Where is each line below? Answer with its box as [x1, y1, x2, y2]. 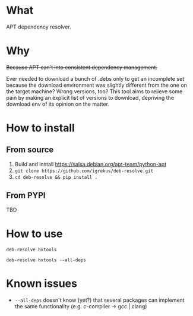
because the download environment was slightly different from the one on [6, 81, 187, 89]
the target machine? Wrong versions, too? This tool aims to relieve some [6, 87, 183, 95]
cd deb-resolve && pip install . [14, 174, 98, 180]
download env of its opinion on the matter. [6, 100, 110, 108]
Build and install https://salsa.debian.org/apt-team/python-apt [14, 160, 167, 168]
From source [6, 145, 54, 155]
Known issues [6, 277, 77, 290]
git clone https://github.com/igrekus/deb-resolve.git [14, 168, 154, 174]
